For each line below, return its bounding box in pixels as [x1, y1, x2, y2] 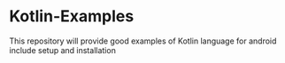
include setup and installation [9, 44, 117, 55]
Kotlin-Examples [9, 6, 135, 27]
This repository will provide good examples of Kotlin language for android [9, 35, 277, 46]
